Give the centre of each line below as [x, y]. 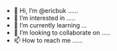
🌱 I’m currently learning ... [50, 25]
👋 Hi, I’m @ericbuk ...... [46, 11]
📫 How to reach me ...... [48, 40]
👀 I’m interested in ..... [44, 18]
